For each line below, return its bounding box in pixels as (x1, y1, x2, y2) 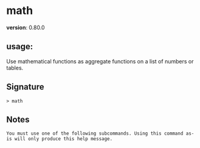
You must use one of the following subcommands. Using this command (6, 130, 184, 137)
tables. (6, 64, 24, 71)
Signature (6, 82, 44, 92)
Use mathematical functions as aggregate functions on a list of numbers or (6, 57, 194, 65)
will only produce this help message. (14, 136, 113, 142)
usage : (6, 41, 33, 52)
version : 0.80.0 (6, 24, 45, 31)
